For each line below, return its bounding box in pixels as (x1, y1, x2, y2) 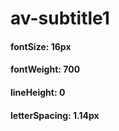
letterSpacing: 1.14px (10, 109, 100, 121)
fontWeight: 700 (10, 63, 81, 76)
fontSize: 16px (10, 40, 72, 52)
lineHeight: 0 (10, 86, 66, 98)
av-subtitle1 (10, 7, 110, 30)
